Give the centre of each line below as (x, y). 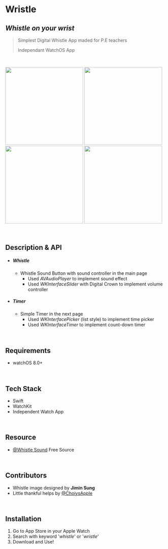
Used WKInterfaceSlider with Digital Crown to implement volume (95, 284)
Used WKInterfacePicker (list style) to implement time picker (91, 319)
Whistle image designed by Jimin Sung (54, 488)
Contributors (26, 476)
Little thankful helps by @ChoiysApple (53, 493)
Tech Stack (23, 389)
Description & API (33, 248)
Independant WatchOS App (46, 50)
